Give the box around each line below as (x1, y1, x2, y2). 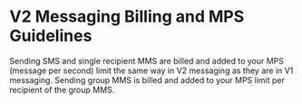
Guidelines (9, 25, 93, 46)
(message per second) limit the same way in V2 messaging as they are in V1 (9, 65, 294, 76)
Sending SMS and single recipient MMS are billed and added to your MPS (9, 55, 284, 66)
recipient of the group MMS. (9, 84, 115, 95)
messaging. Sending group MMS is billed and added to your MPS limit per (9, 74, 286, 85)
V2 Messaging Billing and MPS (9, 6, 245, 27)
